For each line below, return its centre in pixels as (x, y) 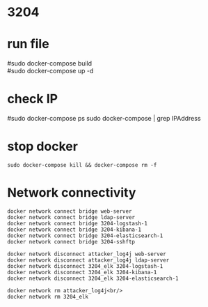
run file (29, 44)
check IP (32, 99)
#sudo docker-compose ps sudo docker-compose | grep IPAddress (104, 119)
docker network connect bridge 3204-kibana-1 (74, 230)
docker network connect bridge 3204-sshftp (71, 241)
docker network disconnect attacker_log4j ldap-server (88, 260)
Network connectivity (72, 193)
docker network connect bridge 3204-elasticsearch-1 (85, 235)
